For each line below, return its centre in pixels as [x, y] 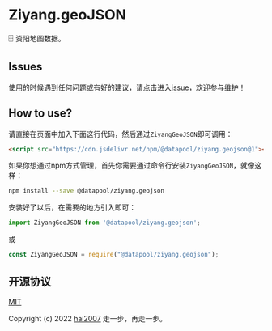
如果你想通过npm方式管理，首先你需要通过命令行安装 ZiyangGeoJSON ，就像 [132, 165]
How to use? [40, 114]
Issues [25, 67]
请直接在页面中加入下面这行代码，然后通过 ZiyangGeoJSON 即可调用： [121, 134]
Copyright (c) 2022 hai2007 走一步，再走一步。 [88, 318]
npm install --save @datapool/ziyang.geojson [86, 191]
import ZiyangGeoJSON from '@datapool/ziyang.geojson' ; [104, 223]
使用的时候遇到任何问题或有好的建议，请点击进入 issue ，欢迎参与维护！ [127, 87]
